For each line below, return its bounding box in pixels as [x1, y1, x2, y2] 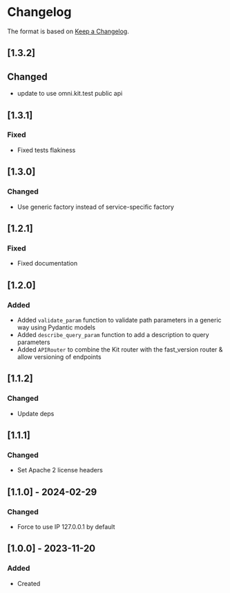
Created [17, 579, 41, 587]
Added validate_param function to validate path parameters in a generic [17, 316, 222, 324]
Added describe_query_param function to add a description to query [17, 330, 209, 338]
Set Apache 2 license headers [17, 466, 104, 474]
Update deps [17, 409, 55, 418]
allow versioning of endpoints [17, 352, 102, 361]
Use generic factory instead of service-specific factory [17, 203, 175, 211]
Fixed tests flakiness [17, 146, 76, 154]
